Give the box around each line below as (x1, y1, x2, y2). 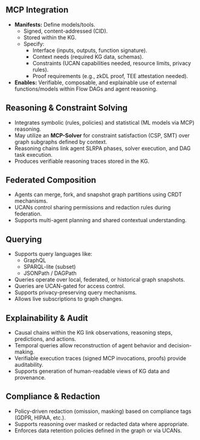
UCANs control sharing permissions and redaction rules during (14, 204, 171, 211)
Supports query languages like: (14, 251, 92, 258)
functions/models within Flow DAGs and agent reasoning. (14, 85, 158, 93)
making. (14, 348, 34, 356)
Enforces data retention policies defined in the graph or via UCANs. (14, 427, 182, 434)
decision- (168, 342, 192, 349)
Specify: (23, 40, 45, 47)
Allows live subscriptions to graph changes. (14, 295, 123, 303)
